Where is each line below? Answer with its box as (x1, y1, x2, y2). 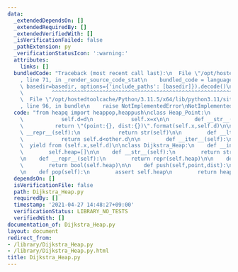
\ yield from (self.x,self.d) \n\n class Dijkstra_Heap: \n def (20, 142, 217, 149)
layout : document (7, 227, 59, 234)
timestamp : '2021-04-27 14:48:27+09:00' (13, 201, 135, 209)
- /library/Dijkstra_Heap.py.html (7, 247, 110, 255)
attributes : (13, 57, 50, 64)
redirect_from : (7, 234, 52, 242)
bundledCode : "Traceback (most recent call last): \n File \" (13, 69, 201, 76)
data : (7, 10, 23, 18)
